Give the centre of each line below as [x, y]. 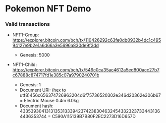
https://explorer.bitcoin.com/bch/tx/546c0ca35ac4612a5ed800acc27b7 [86, 70]
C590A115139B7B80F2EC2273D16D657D [94, 117]
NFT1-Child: [25, 64]
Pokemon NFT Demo [48, 9]
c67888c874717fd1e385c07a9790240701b [56, 75]
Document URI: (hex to [43, 90]
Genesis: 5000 [35, 55]
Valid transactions [28, 24]
